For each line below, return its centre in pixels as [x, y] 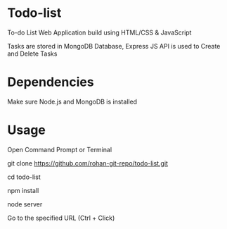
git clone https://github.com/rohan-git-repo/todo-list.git [88, 163]
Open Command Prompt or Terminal [60, 149]
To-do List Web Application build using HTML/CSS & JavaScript [99, 32]
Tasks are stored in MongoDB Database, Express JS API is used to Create [114, 46]
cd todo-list [24, 177]
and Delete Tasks [32, 54]
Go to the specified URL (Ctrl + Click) [61, 218]
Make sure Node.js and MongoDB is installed [72, 101]
